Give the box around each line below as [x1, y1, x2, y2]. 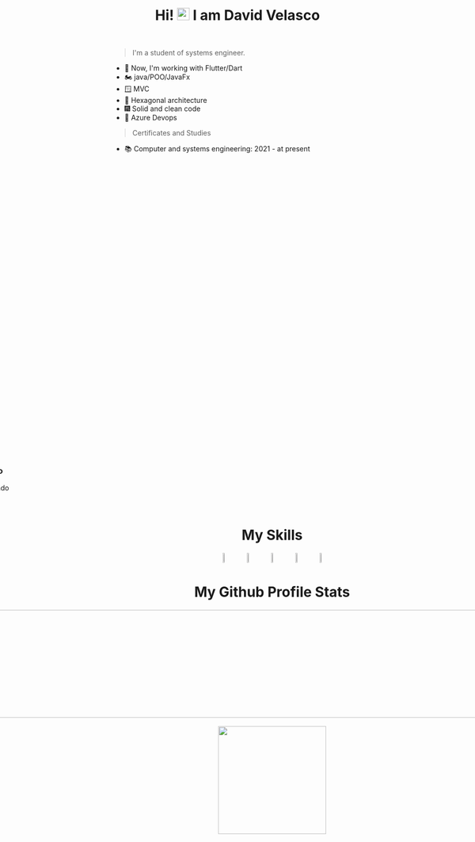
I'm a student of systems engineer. [131, 48, 245, 57]
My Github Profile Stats [194, 583, 351, 601]
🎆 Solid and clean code [123, 104, 201, 113]
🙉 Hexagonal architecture [123, 95, 207, 105]
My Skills [241, 526, 303, 544]
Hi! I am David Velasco [154, 6, 321, 25]
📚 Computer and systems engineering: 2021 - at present [123, 143, 310, 153]
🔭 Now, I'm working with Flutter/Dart [123, 63, 243, 73]
